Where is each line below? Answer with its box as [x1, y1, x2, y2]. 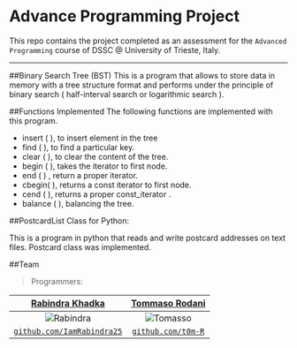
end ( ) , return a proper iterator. [21, 170, 139, 180]
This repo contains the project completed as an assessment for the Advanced [9, 35, 287, 46]
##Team [9, 259, 40, 269]
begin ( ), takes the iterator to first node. [21, 161, 168, 171]
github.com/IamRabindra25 [13, 326, 123, 337]
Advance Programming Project [9, 6, 240, 26]
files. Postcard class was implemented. [9, 241, 152, 253]
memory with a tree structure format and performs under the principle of [9, 79, 274, 90]
